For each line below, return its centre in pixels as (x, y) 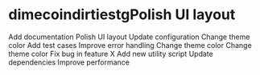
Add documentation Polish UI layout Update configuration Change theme (129, 37)
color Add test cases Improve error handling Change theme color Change (130, 45)
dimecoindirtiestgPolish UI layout (122, 15)
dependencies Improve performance (69, 62)
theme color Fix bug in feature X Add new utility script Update (111, 53)
